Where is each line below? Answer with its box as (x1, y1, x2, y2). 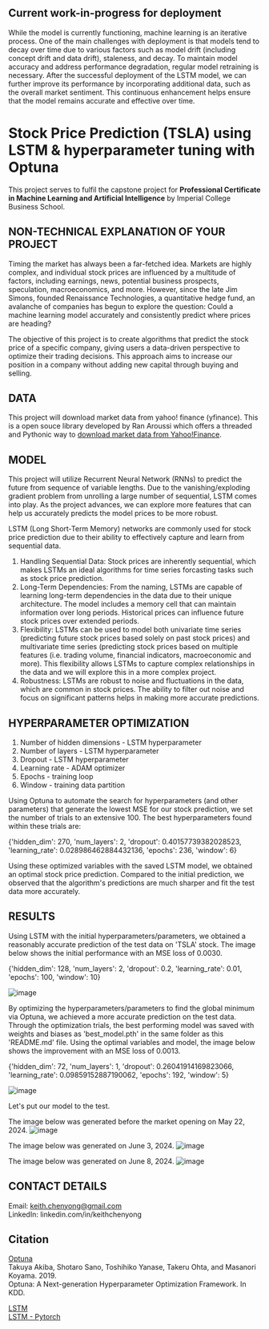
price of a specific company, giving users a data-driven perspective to (8, 343, 240, 352)
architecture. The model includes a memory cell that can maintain (19, 599, 236, 609)
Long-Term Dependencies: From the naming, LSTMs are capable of (19, 582, 243, 592)
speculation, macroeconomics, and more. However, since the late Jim (8, 284, 238, 294)
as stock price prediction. (19, 574, 104, 583)
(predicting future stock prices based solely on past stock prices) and (19, 633, 251, 643)
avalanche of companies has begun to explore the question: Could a (8, 301, 234, 311)
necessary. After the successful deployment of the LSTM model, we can (8, 70, 247, 79)
